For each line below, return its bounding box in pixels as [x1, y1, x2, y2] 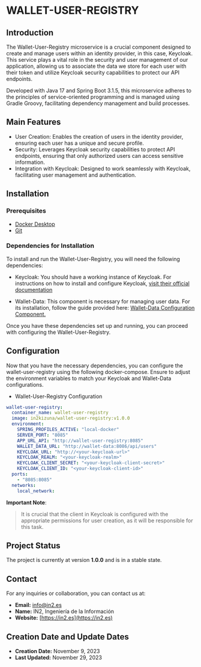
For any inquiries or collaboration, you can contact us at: [6, 590, 146, 597]
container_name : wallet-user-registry [11, 409, 109, 416]
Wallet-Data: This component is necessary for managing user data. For [14, 298, 190, 305]
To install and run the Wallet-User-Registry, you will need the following [6, 255, 180, 262]
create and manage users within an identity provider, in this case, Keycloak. [6, 50, 193, 57]
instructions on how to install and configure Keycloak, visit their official [14, 280, 190, 287]
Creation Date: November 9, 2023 [14, 648, 100, 655]
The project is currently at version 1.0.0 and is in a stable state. [6, 557, 162, 564]
